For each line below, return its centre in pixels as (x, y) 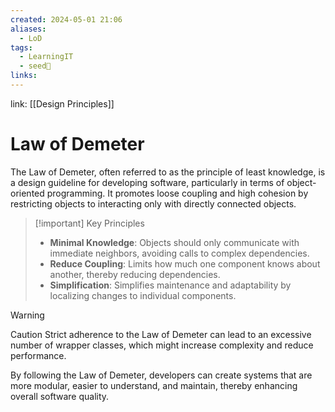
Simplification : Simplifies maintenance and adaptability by (170, 285)
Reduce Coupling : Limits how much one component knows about (185, 263)
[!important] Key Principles (89, 223)
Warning (27, 315)
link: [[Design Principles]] (62, 103)
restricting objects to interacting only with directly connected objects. (153, 203)
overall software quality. (60, 396)
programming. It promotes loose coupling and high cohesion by (177, 193)
